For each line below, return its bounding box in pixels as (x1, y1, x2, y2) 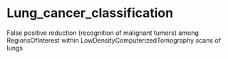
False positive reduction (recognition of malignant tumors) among (6, 28, 199, 37)
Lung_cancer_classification (6, 5, 174, 21)
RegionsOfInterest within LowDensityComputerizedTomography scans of (6, 36, 222, 44)
